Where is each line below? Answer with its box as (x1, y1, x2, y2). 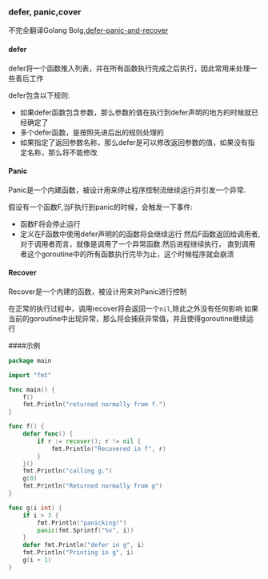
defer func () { (22, 430, 74, 438)
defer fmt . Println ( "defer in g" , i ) (22, 541, 146, 549)
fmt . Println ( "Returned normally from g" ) (22, 482, 162, 490)
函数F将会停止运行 (19, 219, 82, 228)
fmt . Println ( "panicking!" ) (37, 519, 127, 527)
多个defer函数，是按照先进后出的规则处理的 (19, 127, 164, 137)
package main (8, 356, 52, 364)
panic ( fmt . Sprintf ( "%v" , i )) (37, 526, 134, 534)
